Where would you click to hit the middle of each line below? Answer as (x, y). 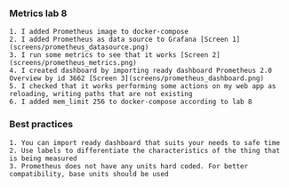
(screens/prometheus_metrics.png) (73, 63)
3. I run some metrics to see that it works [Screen (109, 55)
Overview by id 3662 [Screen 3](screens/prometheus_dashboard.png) (137, 78)
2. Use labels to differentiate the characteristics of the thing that (144, 150)
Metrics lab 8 (38, 13)
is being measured (43, 159)
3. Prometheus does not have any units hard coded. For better (129, 166)
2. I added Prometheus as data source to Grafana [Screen (119, 40)
